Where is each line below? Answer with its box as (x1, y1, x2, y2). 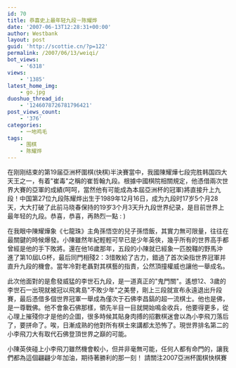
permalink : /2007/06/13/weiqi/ (7, 50, 99, 57)
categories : (7, 121, 42, 129)
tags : (7, 134, 23, 141)
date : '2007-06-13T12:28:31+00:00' (7, 23, 112, 30)
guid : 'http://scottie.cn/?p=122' (7, 43, 109, 50)
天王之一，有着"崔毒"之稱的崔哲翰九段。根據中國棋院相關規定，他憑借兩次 (7, 177, 223, 185)
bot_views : (7, 56, 39, 63)
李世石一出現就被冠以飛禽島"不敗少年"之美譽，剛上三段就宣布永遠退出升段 (7, 286, 223, 294)
